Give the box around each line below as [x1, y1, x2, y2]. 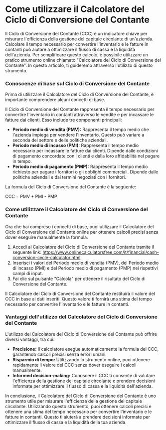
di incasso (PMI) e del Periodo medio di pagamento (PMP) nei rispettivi [12, 265, 158, 271]
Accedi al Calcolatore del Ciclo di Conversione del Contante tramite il [12, 244, 155, 250]
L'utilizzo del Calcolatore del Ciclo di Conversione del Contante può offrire [5, 331, 157, 337]
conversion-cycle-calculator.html [12, 254, 81, 260]
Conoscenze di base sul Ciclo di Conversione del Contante [5, 80, 150, 87]
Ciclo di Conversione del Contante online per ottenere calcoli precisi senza [5, 229, 159, 235]
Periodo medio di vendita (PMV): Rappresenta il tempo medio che [12, 127, 149, 133]
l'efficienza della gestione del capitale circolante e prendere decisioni [12, 378, 155, 384]
